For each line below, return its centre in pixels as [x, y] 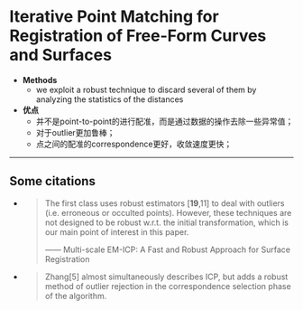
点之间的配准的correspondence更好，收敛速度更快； [134, 144]
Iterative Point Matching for [114, 17]
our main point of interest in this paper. [117, 231]
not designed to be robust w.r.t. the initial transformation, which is [166, 222]
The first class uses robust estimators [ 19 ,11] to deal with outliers [165, 203]
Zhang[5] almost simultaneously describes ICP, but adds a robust [166, 277]
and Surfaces [61, 55]
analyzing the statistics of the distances [110, 99]
